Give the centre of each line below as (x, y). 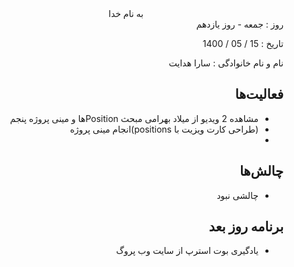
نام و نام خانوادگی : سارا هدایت (226, 63)
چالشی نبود (237, 195)
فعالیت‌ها (259, 94)
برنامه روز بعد (246, 227)
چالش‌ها (261, 171)
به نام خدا (126, 13)
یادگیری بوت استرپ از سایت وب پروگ (187, 251)
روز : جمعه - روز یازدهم (240, 24)
